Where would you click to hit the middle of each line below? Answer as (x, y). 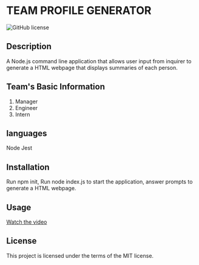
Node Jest (19, 148)
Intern (22, 114)
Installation (28, 167)
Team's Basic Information (56, 87)
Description (29, 46)
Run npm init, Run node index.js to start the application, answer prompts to (99, 182)
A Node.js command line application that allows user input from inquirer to (99, 61)
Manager (26, 102)
